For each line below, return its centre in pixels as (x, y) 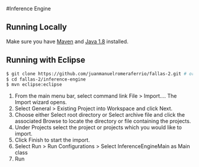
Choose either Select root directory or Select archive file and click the (100, 115)
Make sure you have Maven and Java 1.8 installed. (67, 41)
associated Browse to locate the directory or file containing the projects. (103, 121)
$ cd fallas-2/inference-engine (46, 79)
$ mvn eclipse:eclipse (34, 85)
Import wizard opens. (41, 102)
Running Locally (36, 27)
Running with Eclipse (46, 60)
